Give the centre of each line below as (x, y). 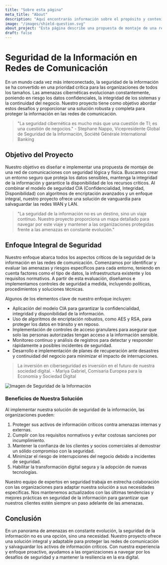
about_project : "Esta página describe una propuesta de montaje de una (81, 28)
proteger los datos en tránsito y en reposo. (56, 324)
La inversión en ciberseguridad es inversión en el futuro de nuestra (86, 365)
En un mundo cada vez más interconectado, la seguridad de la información (82, 82)
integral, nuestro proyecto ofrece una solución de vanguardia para (73, 199)
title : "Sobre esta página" (34, 10)
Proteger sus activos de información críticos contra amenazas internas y (87, 424)
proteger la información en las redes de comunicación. (61, 114)
